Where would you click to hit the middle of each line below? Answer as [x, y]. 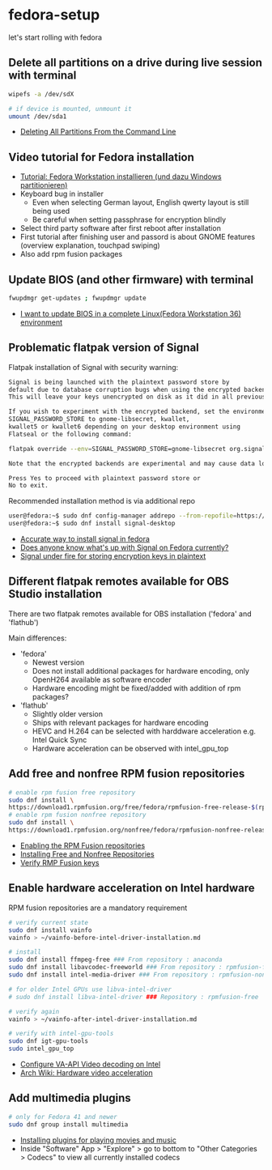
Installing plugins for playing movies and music [98, 1140]
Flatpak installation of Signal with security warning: [93, 367]
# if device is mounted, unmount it [70, 108]
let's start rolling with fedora [55, 37]
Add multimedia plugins [70, 1098]
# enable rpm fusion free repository [72, 792]
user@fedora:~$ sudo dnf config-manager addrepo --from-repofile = [123, 516]
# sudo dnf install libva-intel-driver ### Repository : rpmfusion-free [134, 997]
